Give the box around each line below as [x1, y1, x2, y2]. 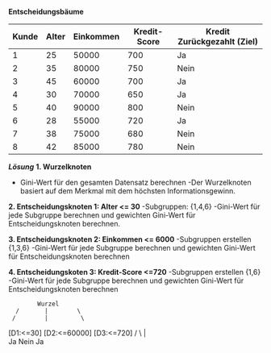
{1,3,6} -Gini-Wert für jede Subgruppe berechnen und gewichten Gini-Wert [8, 243, 256, 252]
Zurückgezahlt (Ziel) [177, 36, 258, 47]
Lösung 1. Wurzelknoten [8, 162, 92, 172]
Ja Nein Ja [8, 337, 44, 346]
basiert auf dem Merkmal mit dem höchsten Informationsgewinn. [19, 186, 236, 196]
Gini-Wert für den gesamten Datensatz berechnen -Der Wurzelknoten [19, 177, 252, 187]
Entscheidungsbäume [8, 7, 85, 16]
